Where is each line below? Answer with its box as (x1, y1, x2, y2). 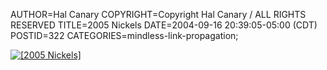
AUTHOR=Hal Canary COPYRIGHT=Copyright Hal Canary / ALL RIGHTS (10, 9, 307, 20)
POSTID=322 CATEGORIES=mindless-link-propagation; (10, 30, 239, 41)
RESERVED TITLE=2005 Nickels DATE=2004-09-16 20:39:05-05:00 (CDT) (10, 19, 318, 31)
